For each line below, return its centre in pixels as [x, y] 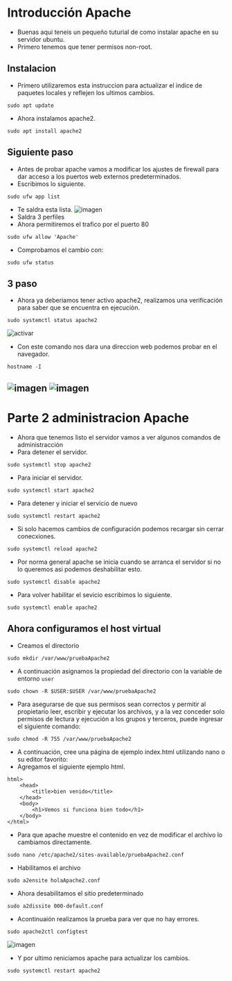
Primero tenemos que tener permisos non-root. [84, 47]
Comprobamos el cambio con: [60, 250]
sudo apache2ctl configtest [48, 932]
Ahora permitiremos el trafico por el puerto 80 [83, 224]
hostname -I [24, 367]
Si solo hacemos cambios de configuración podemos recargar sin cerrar [121, 528]
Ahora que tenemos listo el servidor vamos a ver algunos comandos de [119, 437]
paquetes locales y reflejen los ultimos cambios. [86, 92]
